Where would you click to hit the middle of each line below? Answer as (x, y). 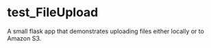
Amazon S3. (24, 38)
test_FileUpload (53, 13)
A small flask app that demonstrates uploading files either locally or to (105, 31)
